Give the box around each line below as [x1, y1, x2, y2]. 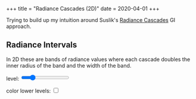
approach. [6, 23, 32, 30]
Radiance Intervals [6, 40, 77, 50]
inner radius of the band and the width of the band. [6, 62, 132, 69]
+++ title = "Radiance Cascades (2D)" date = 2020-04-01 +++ [6, 5, 160, 12]
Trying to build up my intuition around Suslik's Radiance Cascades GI [6, 17, 176, 23]
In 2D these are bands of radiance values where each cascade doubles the [6, 56, 191, 63]
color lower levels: [6, 87, 51, 94]
